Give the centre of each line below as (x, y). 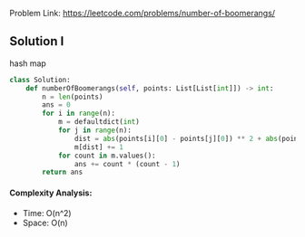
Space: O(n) (45, 223)
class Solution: (40, 80)
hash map (28, 63)
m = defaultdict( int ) (99, 122)
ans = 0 (56, 105)
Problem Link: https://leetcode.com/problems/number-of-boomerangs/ (142, 13)
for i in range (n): (79, 114)
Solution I (37, 41)
